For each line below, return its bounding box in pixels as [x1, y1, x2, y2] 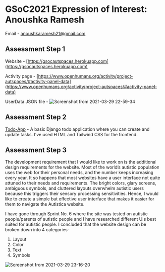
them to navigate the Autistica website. [5, 201, 85, 207]
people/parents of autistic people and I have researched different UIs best [5, 216, 156, 222]
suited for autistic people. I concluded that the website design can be [5, 221, 147, 227]
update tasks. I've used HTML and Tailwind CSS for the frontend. [5, 131, 138, 137]
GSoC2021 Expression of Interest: [5, 3, 148, 15]
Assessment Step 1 [5, 45, 65, 53]
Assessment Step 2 [5, 113, 67, 121]
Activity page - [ [5, 73, 39, 79]
